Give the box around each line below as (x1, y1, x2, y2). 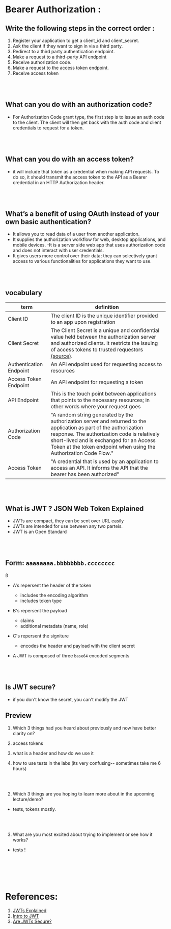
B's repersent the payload (12, 607, 67, 613)
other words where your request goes (50, 403, 141, 410)
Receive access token (12, 70, 59, 76)
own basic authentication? (5, 217, 92, 226)
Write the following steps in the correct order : (5, 24, 155, 33)
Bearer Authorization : (5, 4, 101, 15)
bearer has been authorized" (50, 471, 120, 478)
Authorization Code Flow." (50, 450, 113, 457)
